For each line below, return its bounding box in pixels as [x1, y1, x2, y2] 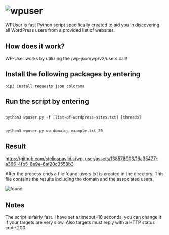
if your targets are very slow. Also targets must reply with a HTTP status [5, 219, 155, 225]
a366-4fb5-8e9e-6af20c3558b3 [5, 161, 74, 167]
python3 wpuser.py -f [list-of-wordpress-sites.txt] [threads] [5, 115, 142, 120]
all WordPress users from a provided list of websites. [5, 27, 115, 33]
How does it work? [5, 42, 65, 51]
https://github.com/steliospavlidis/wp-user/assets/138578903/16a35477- [5, 155, 158, 162]
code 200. [5, 225, 27, 230]
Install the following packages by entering [5, 70, 141, 79]
